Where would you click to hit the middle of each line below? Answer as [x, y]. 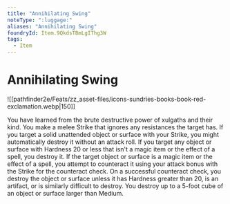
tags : [15, 39]
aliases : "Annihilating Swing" [52, 26]
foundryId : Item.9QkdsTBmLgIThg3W [57, 33]
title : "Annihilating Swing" [49, 13]
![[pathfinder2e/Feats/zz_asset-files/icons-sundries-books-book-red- [107, 99]
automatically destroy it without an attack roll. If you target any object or [109, 142]
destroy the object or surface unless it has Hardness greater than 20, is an [113, 178]
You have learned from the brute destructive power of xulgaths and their [110, 120]
